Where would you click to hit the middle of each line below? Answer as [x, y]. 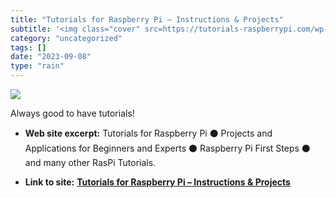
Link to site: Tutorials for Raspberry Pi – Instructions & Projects [157, 182]
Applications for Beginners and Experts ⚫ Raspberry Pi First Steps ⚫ [167, 148]
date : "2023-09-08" [51, 57]
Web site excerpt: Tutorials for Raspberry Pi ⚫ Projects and [148, 133]
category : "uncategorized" [66, 38]
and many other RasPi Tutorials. [90, 162]
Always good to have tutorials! [72, 113]
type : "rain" [37, 66]
